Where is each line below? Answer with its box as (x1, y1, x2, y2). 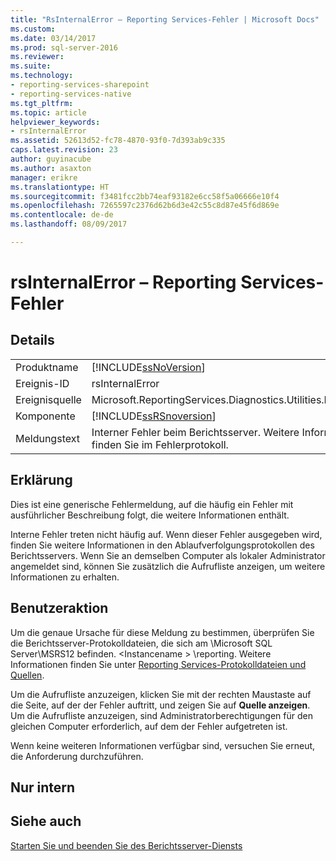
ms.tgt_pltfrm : (10, 98, 74, 108)
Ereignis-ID (15, 376, 70, 390)
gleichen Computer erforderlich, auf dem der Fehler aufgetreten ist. (10, 720, 288, 732)
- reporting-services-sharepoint (10, 80, 150, 90)
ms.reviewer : (10, 52, 65, 62)
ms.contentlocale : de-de (10, 210, 114, 220)
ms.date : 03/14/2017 (10, 33, 97, 43)
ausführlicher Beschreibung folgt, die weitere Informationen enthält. (10, 509, 290, 521)
